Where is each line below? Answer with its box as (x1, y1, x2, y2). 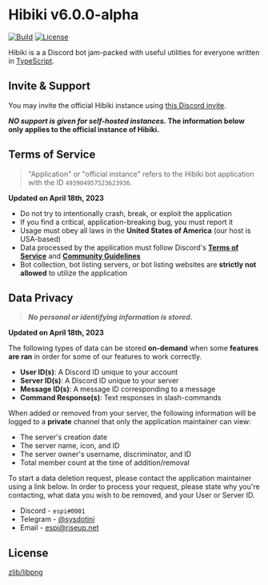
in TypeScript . (8, 56, 54, 66)
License (8, 546, 49, 559)
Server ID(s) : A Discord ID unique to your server (19, 376, 179, 386)
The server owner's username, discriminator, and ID (19, 450, 192, 459)
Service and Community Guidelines (19, 250, 142, 261)
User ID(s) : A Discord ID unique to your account (19, 367, 178, 377)
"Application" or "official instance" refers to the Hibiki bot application (27, 169, 254, 178)
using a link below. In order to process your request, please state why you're (8, 482, 260, 491)
